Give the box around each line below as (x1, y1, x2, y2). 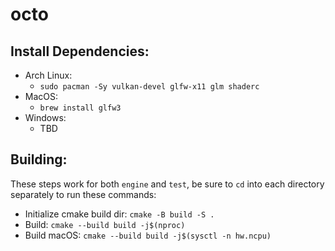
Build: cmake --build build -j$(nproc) (24, 218, 186, 230)
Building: (10, 151, 68, 168)
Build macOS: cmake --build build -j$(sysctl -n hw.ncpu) (24, 229, 272, 241)
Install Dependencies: (10, 43, 150, 60)
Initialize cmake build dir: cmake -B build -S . (24, 208, 215, 220)
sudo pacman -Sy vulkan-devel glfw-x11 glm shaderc (39, 82, 260, 92)
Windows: (24, 112, 67, 123)
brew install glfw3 (39, 103, 122, 113)
